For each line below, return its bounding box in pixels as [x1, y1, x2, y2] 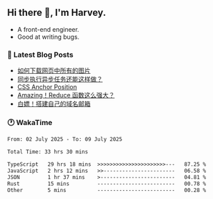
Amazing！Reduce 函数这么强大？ [17, 91, 115, 99]
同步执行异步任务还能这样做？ [17, 75, 103, 84]
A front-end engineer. [17, 25, 80, 33]
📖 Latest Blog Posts [7, 50, 74, 59]
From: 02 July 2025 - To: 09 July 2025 [7, 136, 123, 143]
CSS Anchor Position [17, 83, 78, 91]
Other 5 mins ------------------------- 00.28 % [7, 187, 207, 193]
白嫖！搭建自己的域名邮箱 [17, 99, 91, 108]
